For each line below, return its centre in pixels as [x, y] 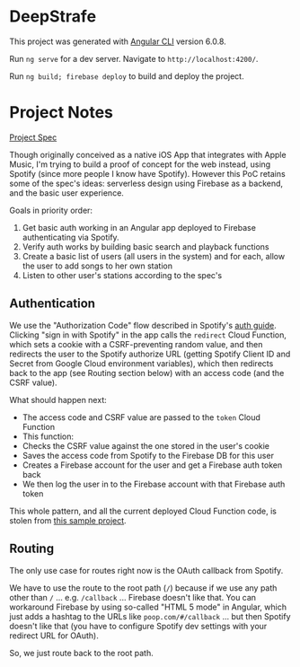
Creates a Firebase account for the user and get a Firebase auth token [152, 465]
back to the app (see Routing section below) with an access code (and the [147, 373]
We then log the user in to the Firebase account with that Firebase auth [154, 484]
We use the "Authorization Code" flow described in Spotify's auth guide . [143, 325]
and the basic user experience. [66, 193]
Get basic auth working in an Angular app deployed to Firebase [139, 227]
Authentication [53, 304]
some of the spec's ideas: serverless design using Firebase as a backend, [146, 183]
